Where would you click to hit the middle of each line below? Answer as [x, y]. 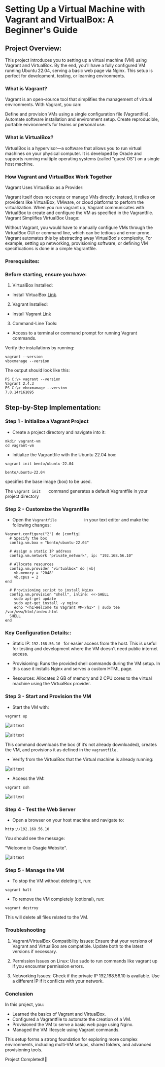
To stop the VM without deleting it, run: [52, 881]
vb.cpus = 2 [26, 577]
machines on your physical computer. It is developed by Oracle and [73, 153]
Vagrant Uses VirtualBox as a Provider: [44, 187]
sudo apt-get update [35, 599]
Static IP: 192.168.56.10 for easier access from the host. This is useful [84, 644]
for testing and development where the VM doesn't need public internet [85, 649]
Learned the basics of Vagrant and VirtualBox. [59, 1014]
